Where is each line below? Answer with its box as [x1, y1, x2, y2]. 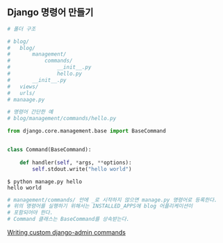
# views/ [7, 83, 39, 90]
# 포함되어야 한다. [7, 209, 53, 217]
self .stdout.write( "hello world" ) [32, 165, 132, 172]
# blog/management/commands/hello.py [7, 115, 117, 122]
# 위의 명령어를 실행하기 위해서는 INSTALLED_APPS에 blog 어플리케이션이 [7, 203, 193, 210]
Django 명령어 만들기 [7, 6, 94, 19]
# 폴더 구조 [7, 25, 36, 33]
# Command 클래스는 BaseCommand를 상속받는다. [7, 216, 130, 223]
